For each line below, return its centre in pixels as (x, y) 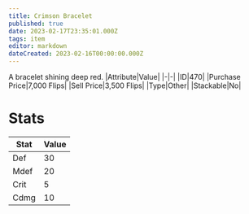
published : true (36, 24)
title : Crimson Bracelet (50, 16)
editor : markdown (38, 46)
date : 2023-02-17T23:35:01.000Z (63, 31)
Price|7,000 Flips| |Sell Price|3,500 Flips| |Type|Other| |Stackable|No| (125, 85)
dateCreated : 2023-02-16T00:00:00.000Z (76, 54)
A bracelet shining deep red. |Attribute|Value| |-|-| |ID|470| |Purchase (125, 77)
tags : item (27, 39)
